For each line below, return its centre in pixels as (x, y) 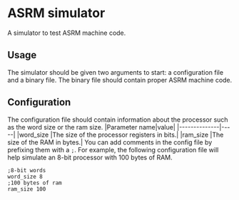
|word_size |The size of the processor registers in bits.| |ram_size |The (120, 135)
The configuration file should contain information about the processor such (118, 120)
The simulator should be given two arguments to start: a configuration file (115, 72)
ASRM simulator (56, 13)
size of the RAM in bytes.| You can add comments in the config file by (110, 142)
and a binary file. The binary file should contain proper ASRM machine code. (120, 80)
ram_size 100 (27, 189)
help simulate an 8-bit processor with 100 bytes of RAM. (90, 157)
